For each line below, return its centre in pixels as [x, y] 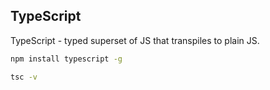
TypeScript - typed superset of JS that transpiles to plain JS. [135, 40]
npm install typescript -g [66, 59]
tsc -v [24, 77]
